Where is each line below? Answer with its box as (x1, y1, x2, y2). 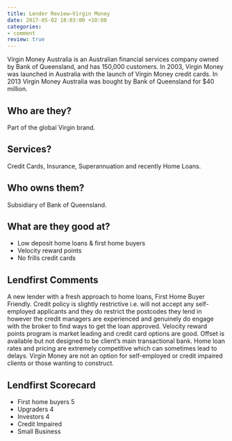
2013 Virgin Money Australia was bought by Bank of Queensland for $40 (7, 77, 215, 86)
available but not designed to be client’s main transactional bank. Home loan (7, 337, 226, 345)
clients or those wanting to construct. (7, 359, 115, 367)
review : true (7, 36, 45, 43)
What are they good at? (7, 220, 110, 232)
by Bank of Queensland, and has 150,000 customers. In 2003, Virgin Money (7, 63, 224, 71)
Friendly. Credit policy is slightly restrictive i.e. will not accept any (7, 300, 194, 308)
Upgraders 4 (17, 405, 54, 413)
